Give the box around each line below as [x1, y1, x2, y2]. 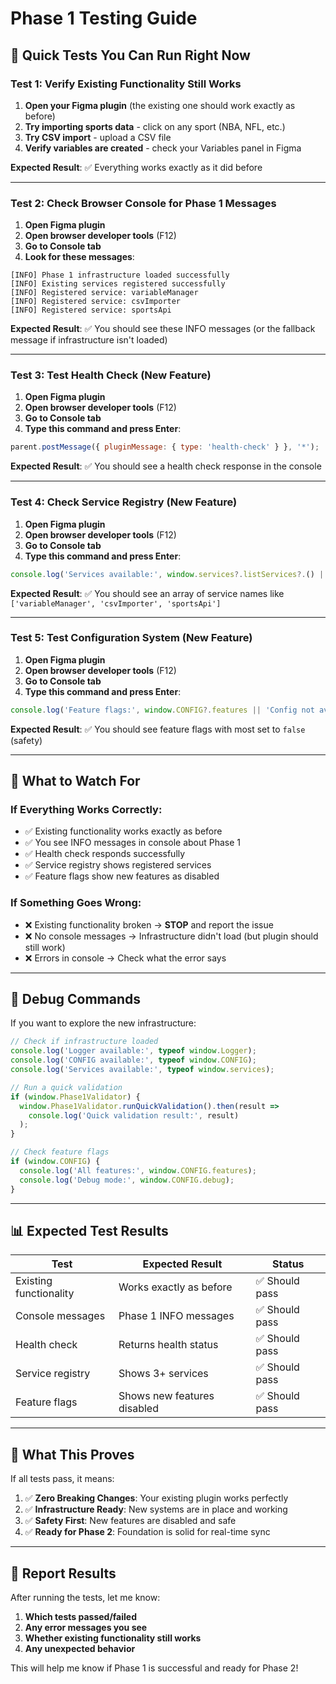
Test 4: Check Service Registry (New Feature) [10, 495, 238, 509]
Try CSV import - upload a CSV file [24, 131, 172, 143]
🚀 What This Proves [10, 1446, 135, 1463]
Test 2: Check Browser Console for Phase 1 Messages [10, 196, 277, 210]
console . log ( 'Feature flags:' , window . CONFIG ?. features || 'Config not [10, 705, 315, 715]
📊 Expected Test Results [10, 1223, 169, 1239]
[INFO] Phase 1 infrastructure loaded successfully [10, 270, 230, 281]
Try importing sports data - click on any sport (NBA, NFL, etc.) [24, 120, 286, 132]
